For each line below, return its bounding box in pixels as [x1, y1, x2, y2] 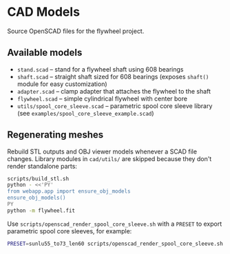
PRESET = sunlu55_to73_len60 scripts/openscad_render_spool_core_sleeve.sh [7, 240, 224, 247]
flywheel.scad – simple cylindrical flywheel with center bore [17, 94, 188, 103]
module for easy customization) [17, 80, 108, 88]
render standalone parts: [7, 162, 78, 170]
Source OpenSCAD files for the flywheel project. [7, 27, 145, 35]
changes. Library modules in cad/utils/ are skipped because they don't [7, 154, 212, 162]
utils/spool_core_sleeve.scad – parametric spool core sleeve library [17, 101, 213, 110]
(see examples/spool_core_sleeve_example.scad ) [17, 109, 154, 117]
